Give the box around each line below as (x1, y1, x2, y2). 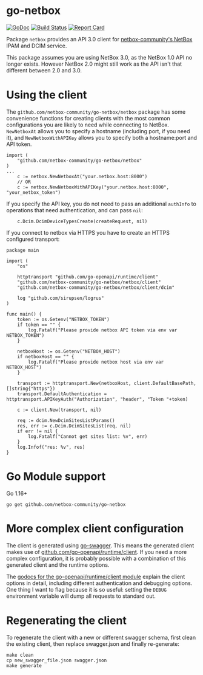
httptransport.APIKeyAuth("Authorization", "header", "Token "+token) (6, 396, 188, 402)
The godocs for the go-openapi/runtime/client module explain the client (6, 573, 185, 580)
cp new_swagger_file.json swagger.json (6, 657, 107, 663)
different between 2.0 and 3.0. (6, 66, 82, 74)
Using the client (6, 88, 87, 102)
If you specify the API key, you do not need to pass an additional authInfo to (6, 200, 197, 207)
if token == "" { (17, 322, 61, 328)
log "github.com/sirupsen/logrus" (17, 295, 104, 301)
